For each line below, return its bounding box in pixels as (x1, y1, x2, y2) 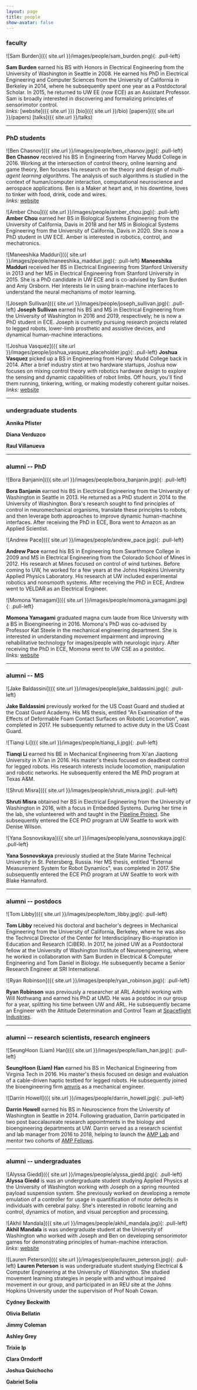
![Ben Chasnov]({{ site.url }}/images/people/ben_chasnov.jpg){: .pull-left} (6, 147, 184, 154)
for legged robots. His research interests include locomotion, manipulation (6, 763, 185, 770)
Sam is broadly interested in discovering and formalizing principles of (6, 95, 174, 102)
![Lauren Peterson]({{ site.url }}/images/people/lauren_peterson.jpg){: (6, 1255, 175, 1263)
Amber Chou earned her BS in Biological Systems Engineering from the (6, 214, 179, 221)
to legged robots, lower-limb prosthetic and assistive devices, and (6, 324, 165, 332)
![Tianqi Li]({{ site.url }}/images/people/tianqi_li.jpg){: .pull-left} (6, 738, 158, 746)
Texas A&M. (6, 775, 35, 782)
